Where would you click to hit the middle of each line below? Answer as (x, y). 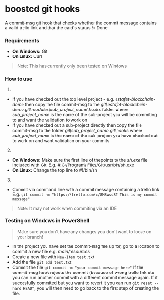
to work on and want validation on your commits (61, 140)
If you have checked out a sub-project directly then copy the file (77, 125)
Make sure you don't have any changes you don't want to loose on (84, 231)
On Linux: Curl (27, 56)
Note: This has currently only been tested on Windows (72, 66)
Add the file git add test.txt (42, 262)
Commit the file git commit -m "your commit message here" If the (78, 267)
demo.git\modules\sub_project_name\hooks (57, 109)
